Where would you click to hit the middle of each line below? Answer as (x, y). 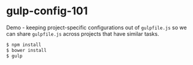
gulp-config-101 (47, 11)
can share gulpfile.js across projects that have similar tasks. (83, 33)
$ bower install (26, 50)
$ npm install (24, 45)
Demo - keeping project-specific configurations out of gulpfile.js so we (96, 27)
